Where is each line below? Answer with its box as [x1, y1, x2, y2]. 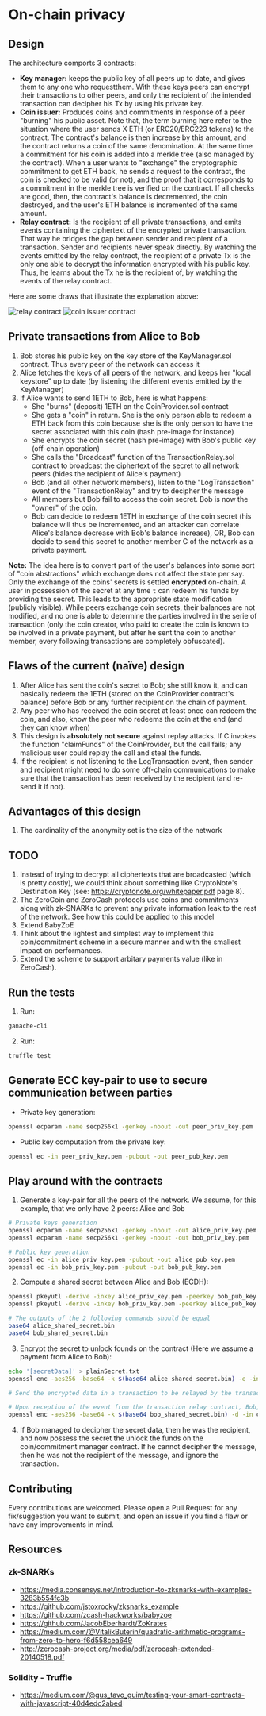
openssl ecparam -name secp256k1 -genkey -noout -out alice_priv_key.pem [8, 1227, 257, 1235]
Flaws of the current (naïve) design [8, 659, 184, 673]
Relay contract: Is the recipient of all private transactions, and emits [19, 217, 242, 226]
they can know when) [19, 723, 91, 732]
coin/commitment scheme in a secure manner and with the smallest [19, 937, 241, 947]
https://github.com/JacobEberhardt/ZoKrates [19, 1618, 168, 1628]
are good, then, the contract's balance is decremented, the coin [19, 192, 228, 201]
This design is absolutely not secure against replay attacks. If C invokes [19, 731, 256, 740]
